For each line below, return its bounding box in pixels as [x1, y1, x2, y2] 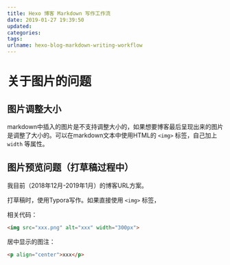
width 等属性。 [7, 140, 49, 148]
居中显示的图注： [7, 238, 56, 246]
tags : [7, 36, 23, 43]
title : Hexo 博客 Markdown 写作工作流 [7, 10, 111, 17]
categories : [7, 29, 41, 36]
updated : [7, 23, 32, 30]
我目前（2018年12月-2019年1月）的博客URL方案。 [7, 181, 148, 189]
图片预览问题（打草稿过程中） [7, 162, 134, 174]
